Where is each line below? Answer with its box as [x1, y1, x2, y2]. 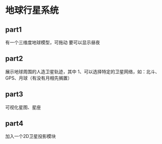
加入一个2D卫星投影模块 [5, 133, 56, 139]
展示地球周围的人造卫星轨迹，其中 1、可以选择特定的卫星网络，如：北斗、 [5, 68, 160, 74]
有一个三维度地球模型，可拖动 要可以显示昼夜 [5, 39, 100, 45]
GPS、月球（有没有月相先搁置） [5, 75, 73, 81]
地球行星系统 [5, 5, 59, 16]
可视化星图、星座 [5, 104, 41, 110]
